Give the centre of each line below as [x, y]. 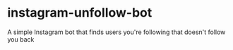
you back [21, 39]
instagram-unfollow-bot [80, 13]
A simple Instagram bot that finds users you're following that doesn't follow [116, 32]
